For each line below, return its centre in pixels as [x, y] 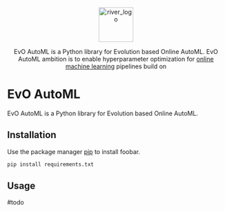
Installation [32, 135]
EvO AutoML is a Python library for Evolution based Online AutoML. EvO [116, 51]
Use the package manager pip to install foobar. [74, 151]
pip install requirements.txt [51, 164]
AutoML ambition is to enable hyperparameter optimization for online [116, 59]
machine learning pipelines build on [116, 66]
